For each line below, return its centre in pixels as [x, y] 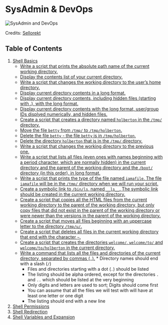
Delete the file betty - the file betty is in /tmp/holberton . [78, 135]
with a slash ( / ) [36, 263]
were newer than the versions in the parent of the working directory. [90, 215]
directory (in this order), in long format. [60, 173]
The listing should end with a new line [66, 301]
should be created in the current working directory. [72, 194]
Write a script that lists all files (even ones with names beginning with [91, 157]
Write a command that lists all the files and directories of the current [90, 253]
